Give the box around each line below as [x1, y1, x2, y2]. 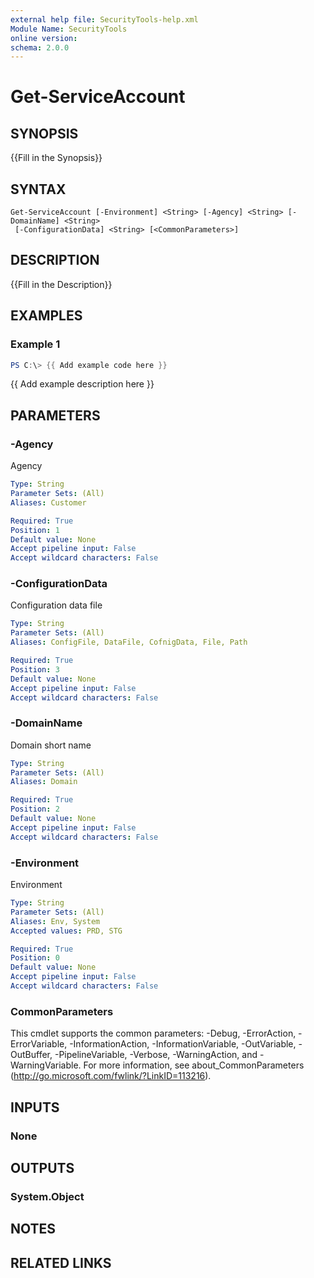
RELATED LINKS [10, 1254, 112, 1271]
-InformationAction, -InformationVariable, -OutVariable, [69, 1038, 297, 1050]
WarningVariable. [10, 1059, 82, 1071]
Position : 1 [10, 525, 60, 535]
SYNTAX [10, 181, 67, 198]
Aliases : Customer [10, 497, 87, 508]
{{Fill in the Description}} [10, 278, 113, 290]
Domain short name [10, 739, 92, 751]
